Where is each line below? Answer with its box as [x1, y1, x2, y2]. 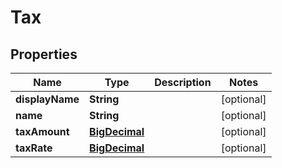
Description [154, 76, 212, 89]
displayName [15, 92, 80, 106]
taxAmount [15, 125, 70, 138]
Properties [10, 46, 78, 63]
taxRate [15, 141, 53, 155]
